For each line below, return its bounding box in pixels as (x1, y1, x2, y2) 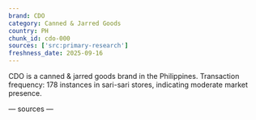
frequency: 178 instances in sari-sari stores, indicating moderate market (8, 80, 249, 89)
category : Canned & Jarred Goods (8, 19, 122, 27)
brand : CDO (8, 11, 45, 20)
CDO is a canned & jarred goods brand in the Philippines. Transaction (8, 72, 240, 81)
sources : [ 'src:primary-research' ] (8, 42, 129, 50)
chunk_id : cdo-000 (8, 34, 70, 43)
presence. (8, 89, 42, 97)
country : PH (8, 27, 49, 35)
